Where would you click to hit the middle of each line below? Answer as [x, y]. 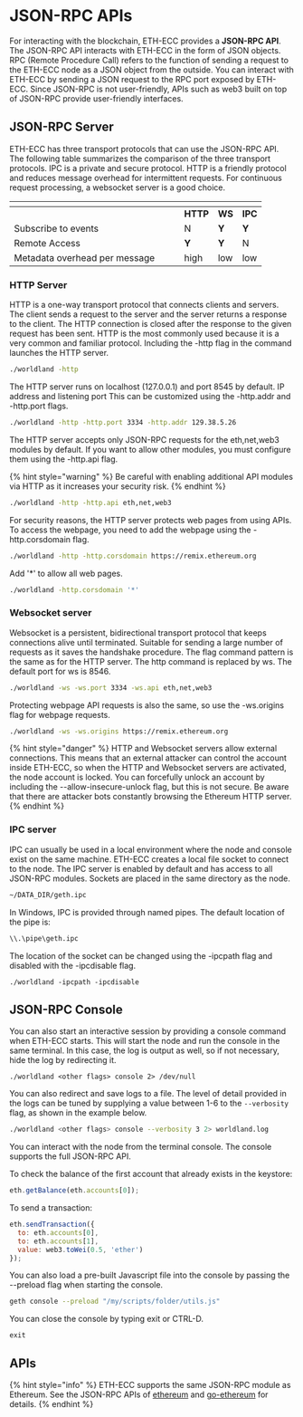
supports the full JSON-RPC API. [70, 1156]
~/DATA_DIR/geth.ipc [48, 895]
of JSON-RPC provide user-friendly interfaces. [96, 98]
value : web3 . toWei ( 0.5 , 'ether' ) [80, 1249]
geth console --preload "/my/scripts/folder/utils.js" [115, 1302]
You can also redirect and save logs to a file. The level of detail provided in [148, 1094]
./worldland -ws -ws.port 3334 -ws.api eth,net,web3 [111, 688]
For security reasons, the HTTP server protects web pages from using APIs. [151, 520]
